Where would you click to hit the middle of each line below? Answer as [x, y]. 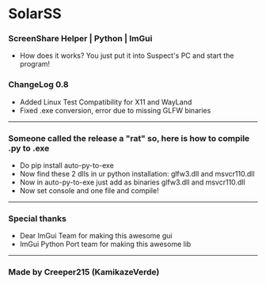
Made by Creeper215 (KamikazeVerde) [84, 272]
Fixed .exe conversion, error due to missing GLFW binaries [115, 110]
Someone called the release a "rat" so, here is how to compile [129, 138]
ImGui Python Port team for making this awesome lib [105, 244]
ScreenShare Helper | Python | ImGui [80, 39]
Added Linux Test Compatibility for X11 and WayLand [106, 102]
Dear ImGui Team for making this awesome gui [96, 236]
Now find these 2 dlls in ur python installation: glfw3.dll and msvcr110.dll [137, 174]
